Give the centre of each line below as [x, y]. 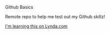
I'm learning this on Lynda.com [37, 26]
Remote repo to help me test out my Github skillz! [55, 17]
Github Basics [19, 7]
